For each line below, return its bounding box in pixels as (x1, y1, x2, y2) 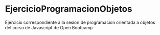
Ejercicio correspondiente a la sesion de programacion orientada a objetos (5, 19, 156, 25)
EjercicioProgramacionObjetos (5, 3, 133, 15)
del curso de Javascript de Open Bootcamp (5, 24, 93, 30)
